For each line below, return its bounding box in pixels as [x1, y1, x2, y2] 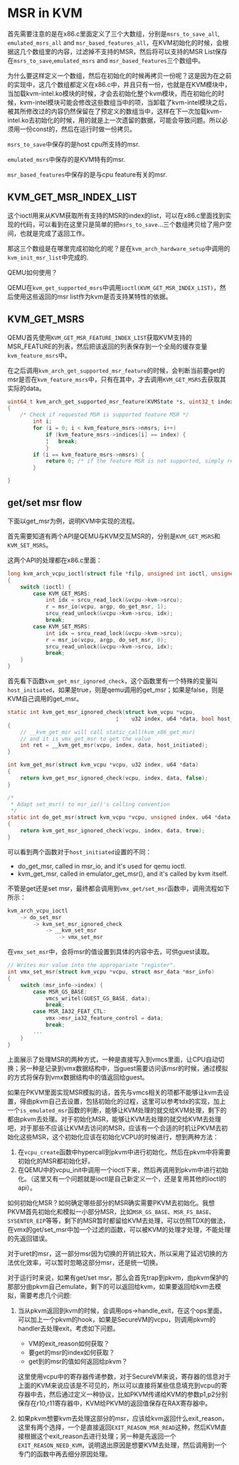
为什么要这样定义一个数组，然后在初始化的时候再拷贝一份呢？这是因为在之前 [7, 71, 232, 80]
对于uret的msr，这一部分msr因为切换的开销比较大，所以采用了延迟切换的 [7, 1249, 222, 1258]
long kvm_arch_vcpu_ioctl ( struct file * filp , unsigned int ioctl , [7, 570, 208, 577]
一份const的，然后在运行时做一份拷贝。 [19, 125, 137, 133]
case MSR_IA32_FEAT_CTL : [33, 1008, 107, 1015]
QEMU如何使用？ [7, 268, 58, 276]
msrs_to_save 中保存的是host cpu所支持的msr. [7, 140, 140, 148]
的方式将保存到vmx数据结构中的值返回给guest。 [7, 1072, 149, 1081]
